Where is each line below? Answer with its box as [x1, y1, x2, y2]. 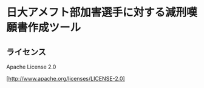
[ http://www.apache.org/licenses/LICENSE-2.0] [6, 75, 126, 82]
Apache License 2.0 [6, 63, 56, 70]
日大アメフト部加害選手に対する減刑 [6, 5, 187, 19]
